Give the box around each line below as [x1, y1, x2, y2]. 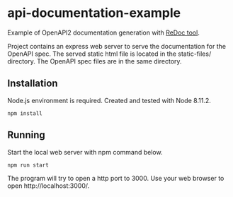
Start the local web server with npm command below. [7, 148, 163, 156]
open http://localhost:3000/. [7, 181, 90, 190]
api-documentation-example [7, 5, 181, 21]
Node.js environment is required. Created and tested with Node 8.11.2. [7, 96, 211, 105]
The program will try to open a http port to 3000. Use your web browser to [7, 174, 225, 182]
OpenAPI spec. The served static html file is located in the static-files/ [7, 49, 212, 58]
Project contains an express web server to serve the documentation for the [7, 42, 227, 50]
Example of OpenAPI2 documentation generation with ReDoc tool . [7, 28, 200, 37]
